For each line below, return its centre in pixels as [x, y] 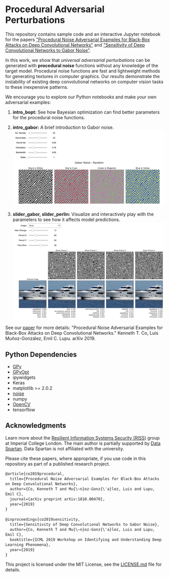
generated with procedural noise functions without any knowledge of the [82, 65]
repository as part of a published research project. [58, 464]
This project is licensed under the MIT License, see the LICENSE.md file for [83, 564]
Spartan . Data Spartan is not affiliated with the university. [65, 448]
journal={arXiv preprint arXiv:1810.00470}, [57, 499]
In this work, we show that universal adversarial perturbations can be [78, 60]
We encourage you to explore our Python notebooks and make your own [81, 97]
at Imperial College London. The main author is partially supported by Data [83, 443]
